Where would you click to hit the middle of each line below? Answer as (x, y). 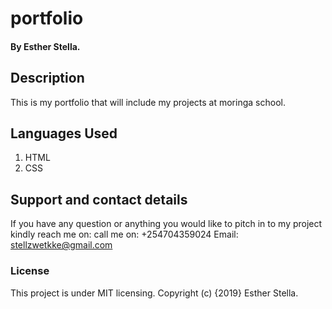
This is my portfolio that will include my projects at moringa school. (148, 102)
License (30, 271)
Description (47, 78)
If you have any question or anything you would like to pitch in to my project (166, 224)
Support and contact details (99, 199)
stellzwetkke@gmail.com (61, 245)
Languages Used (64, 133)
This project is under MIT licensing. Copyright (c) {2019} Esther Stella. (154, 293)
